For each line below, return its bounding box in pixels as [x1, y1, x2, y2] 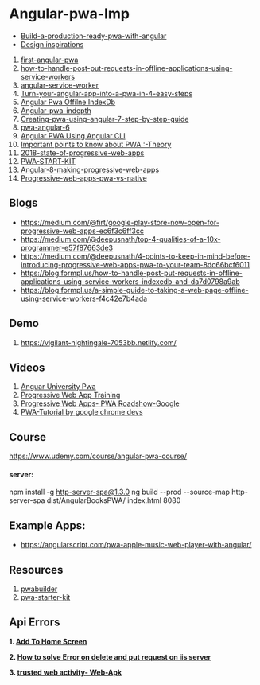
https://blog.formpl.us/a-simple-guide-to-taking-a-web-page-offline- [20, 285, 249, 294]
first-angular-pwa [20, 55, 79, 64]
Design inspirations [20, 39, 84, 49]
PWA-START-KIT [20, 156, 76, 165]
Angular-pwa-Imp [9, 5, 130, 23]
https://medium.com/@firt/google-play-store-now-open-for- [20, 217, 219, 227]
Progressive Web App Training [20, 391, 121, 400]
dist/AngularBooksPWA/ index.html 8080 [46, 496, 181, 505]
